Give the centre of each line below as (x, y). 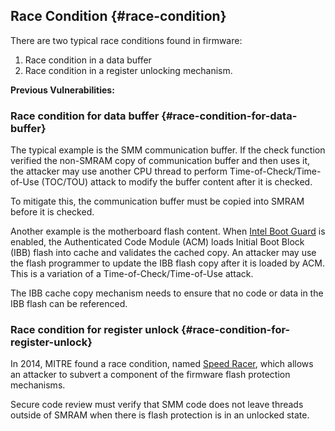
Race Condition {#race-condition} (118, 16)
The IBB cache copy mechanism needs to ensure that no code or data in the (167, 293)
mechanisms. (38, 385)
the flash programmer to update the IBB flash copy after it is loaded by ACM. (167, 263)
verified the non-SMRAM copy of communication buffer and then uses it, (160, 161)
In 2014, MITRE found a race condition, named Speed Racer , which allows (162, 364)
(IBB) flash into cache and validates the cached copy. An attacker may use (163, 253)
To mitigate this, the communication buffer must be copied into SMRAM (157, 201)
